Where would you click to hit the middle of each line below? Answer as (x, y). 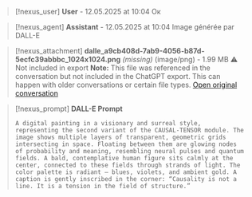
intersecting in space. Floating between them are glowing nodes (126, 144)
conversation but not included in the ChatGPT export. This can (118, 76)
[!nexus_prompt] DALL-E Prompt (69, 108)
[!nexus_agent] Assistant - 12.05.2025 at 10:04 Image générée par (124, 27)
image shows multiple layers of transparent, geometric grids (120, 137)
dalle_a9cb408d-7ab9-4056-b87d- (144, 51)
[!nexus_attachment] (49, 51)
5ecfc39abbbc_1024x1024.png (68, 59)
